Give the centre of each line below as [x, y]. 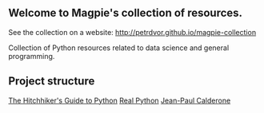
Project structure [52, 82]
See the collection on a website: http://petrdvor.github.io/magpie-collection [132, 32]
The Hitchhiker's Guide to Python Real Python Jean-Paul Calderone [120, 100]
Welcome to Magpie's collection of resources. [125, 13]
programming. [32, 56]
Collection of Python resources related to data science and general [119, 48]
